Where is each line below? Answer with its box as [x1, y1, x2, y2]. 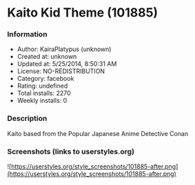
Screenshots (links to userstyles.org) [7, 146, 135, 156]
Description [7, 114, 48, 124]
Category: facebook [17, 75, 74, 83]
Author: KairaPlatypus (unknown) [17, 45, 112, 53]
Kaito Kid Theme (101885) [7, 5, 158, 21]
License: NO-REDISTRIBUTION [17, 67, 105, 75]
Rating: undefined [17, 81, 68, 90]
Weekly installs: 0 [17, 97, 68, 105]
